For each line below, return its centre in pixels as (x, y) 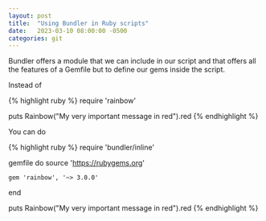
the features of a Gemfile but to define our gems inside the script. (117, 70)
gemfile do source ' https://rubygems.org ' (76, 163)
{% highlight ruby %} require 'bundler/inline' (82, 147)
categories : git (35, 38)
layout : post (30, 16)
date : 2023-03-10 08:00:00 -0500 (68, 31)
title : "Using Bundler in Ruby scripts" (79, 23)
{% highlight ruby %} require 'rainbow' (72, 100)
